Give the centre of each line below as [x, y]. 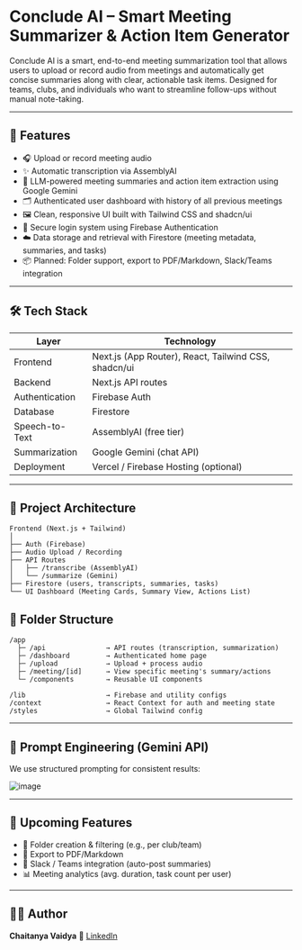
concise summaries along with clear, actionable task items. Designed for [143, 79]
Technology [190, 341]
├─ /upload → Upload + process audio [110, 664]
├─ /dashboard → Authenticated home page [112, 656]
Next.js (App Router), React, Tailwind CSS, [181, 356]
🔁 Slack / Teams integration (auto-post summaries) [116, 864]
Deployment [40, 466]
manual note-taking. [47, 99]
